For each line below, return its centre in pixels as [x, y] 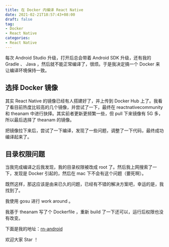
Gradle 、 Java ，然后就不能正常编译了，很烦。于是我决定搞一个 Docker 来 [82, 64]
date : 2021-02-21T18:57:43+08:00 [40, 15]
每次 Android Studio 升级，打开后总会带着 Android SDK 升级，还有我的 [78, 57]
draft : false [19, 19]
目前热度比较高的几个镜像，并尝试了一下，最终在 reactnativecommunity [89, 107]
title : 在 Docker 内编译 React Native [45, 10]
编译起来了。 [18, 137]
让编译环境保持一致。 [27, 70]
